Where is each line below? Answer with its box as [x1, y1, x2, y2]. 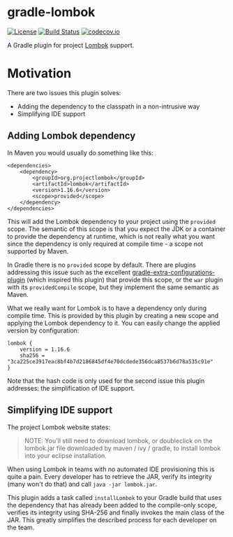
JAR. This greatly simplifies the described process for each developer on [7, 515, 217, 524]
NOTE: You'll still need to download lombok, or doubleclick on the [24, 436, 213, 445]
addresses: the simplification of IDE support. [7, 384, 135, 392]
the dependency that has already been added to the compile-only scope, [7, 501, 218, 509]
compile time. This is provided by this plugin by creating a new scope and [7, 311, 219, 319]
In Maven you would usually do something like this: [7, 148, 153, 157]
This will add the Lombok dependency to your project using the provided [7, 217, 216, 225]
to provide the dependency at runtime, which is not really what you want [7, 232, 215, 240]
